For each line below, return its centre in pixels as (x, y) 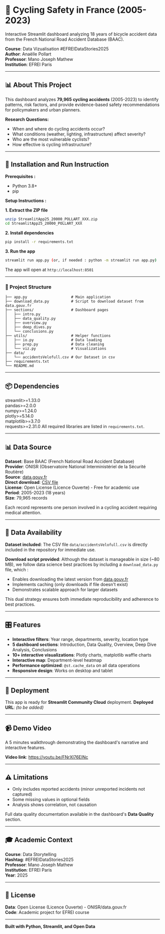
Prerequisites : (20, 176)
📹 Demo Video (28, 728)
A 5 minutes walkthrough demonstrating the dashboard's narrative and (77, 743)
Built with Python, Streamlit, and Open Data (50, 926)
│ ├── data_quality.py (30, 319)
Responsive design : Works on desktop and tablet (62, 670)
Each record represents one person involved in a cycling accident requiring (81, 507)
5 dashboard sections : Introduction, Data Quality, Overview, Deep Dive (84, 644)
